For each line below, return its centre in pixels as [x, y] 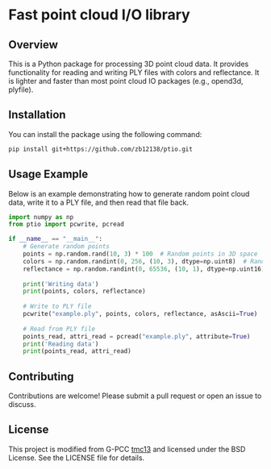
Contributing [41, 376]
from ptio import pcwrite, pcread [67, 224]
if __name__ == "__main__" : [56, 239]
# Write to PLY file [57, 307]
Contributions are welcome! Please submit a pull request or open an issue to [135, 396]
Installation [37, 115]
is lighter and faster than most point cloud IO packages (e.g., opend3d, [126, 81]
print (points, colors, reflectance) [85, 292]
